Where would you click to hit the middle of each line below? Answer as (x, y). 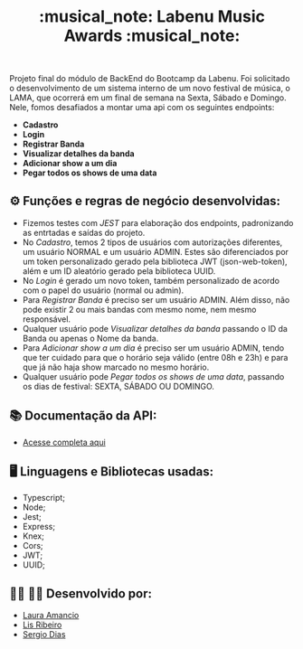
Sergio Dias (44, 635)
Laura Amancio (51, 616)
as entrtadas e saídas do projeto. (84, 232)
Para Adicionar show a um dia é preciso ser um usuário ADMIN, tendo (153, 348)
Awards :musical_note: (152, 36)
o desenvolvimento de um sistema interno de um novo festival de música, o (150, 88)
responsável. (46, 319)
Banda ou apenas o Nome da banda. (90, 338)
